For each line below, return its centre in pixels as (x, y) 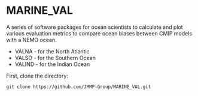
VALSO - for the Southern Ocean (55, 58)
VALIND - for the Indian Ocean (52, 64)
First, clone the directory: (37, 76)
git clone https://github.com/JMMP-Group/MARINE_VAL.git (79, 87)
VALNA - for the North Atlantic (52, 51)
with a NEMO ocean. (31, 40)
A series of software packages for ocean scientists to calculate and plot (95, 27)
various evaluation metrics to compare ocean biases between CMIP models (99, 33)
